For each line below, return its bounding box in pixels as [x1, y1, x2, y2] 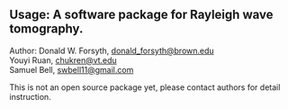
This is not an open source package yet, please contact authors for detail [9, 81, 281, 93]
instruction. [9, 91, 51, 102]
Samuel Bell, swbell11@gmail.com [9, 64, 134, 75]
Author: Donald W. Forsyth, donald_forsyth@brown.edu [9, 45, 214, 56]
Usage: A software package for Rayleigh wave [9, 7, 274, 23]
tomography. [9, 22, 84, 37]
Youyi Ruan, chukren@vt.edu [9, 54, 117, 66]
